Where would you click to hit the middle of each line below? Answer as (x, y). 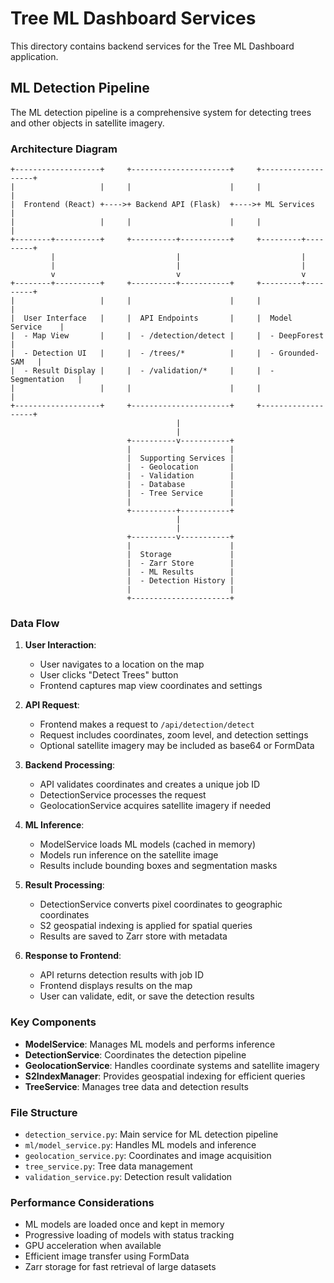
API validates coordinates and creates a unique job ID (150, 784)
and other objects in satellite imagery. (87, 123)
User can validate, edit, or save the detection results (147, 996)
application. (34, 56)
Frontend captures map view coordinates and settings (151, 686)
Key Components (53, 1022)
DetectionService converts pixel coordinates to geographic (161, 904)
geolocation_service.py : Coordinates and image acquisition (148, 1155)
